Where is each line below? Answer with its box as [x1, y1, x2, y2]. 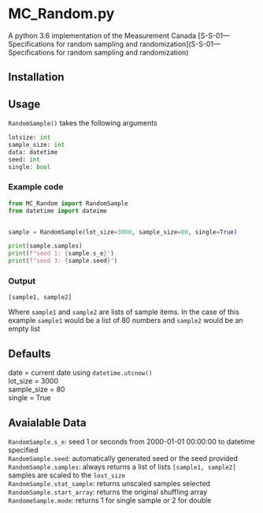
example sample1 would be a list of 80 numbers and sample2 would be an [8, 316, 244, 325]
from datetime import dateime [8, 207, 108, 215]
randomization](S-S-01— [139, 39, 220, 48]
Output [8, 275, 36, 286]
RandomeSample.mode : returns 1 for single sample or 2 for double [8, 495, 212, 505]
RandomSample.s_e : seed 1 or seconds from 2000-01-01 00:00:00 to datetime [8, 436, 256, 446]
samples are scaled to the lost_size [8, 470, 126, 480]
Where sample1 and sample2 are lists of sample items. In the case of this [8, 307, 240, 316]
